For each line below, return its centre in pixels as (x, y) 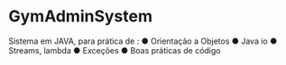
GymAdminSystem (80, 16)
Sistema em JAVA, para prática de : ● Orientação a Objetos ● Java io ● (143, 41)
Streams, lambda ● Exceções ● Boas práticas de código (115, 50)
